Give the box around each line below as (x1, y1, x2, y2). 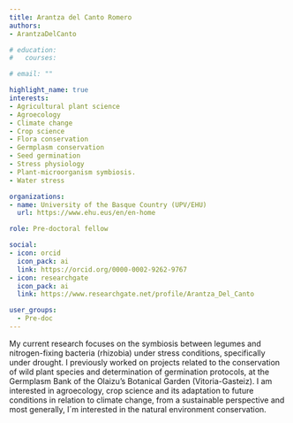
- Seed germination (9, 151, 81, 160)
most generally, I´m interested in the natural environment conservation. (9, 404, 267, 414)
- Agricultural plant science (9, 102, 121, 111)
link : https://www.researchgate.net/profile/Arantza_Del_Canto (17, 289, 254, 299)
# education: (9, 45, 57, 54)
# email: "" (9, 70, 53, 79)
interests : (9, 94, 49, 103)
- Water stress (9, 176, 65, 185)
